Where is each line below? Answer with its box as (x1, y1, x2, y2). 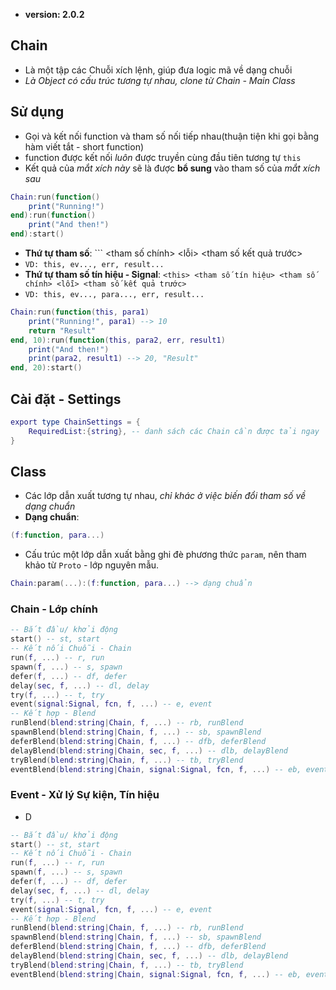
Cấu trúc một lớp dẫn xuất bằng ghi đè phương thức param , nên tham (24, 549, 307, 561)
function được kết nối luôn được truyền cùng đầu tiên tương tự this (24, 151, 302, 163)
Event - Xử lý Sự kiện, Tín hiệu (10, 788, 160, 802)
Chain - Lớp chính (10, 602, 98, 616)
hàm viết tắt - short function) (24, 140, 145, 153)
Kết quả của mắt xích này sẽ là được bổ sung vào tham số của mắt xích (24, 162, 321, 174)
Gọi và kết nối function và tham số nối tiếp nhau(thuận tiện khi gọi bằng (24, 130, 320, 142)
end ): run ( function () (10, 210, 97, 221)
